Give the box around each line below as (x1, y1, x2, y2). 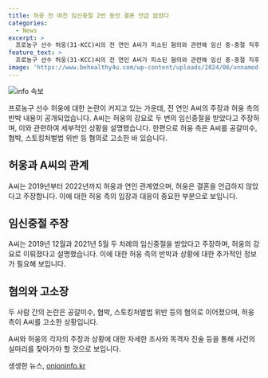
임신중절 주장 (8, 216, 69, 230)
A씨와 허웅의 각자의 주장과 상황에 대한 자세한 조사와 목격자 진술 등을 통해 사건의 (8, 334, 255, 344)
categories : (8, 19, 48, 27)
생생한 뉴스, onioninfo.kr (8, 361, 86, 371)
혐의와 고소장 (8, 284, 69, 298)
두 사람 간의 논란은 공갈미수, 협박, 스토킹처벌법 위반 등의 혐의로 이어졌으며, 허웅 (8, 307, 255, 317)
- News (15, 26, 37, 34)
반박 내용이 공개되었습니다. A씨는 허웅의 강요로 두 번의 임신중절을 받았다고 (8, 113, 239, 123)
